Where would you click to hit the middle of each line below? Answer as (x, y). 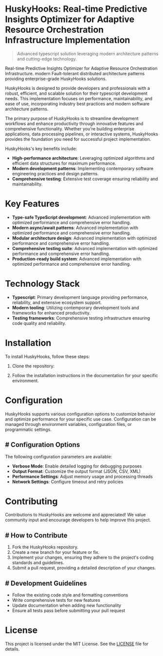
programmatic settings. (28, 429)
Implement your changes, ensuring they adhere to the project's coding (83, 557)
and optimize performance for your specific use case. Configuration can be (81, 419)
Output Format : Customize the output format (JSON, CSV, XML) (76, 471)
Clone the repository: (33, 366)
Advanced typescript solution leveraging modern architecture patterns (88, 53)
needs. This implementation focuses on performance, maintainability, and (79, 98)
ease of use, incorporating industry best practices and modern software (77, 104)
